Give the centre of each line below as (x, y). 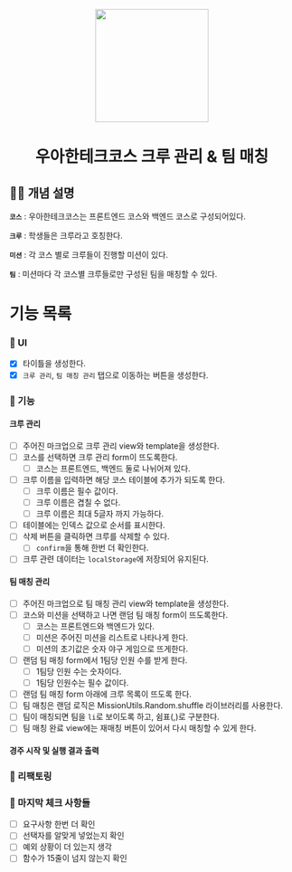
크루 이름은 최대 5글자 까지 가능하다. (100, 514)
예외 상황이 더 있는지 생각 (67, 847)
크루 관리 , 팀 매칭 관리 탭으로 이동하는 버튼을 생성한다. (115, 374)
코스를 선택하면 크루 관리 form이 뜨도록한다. (100, 457)
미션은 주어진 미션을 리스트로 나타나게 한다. (112, 637)
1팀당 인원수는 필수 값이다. (82, 683)
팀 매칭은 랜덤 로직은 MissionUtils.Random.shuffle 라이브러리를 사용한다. (152, 706)
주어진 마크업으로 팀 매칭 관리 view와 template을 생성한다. (126, 603)
